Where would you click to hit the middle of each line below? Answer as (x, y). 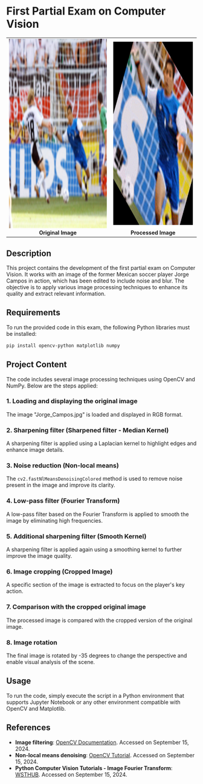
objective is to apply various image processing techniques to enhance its (97, 287)
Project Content (37, 365)
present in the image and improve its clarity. (61, 485)
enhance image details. (35, 450)
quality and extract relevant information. (56, 293)
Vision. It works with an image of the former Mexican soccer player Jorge (98, 274)
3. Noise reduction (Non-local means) (63, 466)
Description (29, 253)
